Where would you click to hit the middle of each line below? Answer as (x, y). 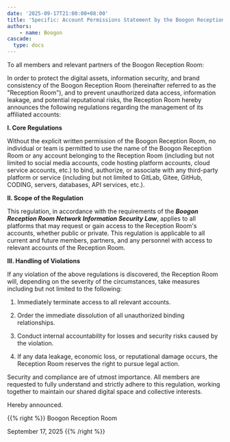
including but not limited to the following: (64, 289)
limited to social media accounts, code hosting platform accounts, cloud (108, 163)
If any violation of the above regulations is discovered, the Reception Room (113, 274)
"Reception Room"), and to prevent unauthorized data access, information (112, 93)
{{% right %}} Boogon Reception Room (62, 418)
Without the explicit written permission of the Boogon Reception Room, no (112, 141)
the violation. (35, 343)
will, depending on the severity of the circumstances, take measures (103, 281)
